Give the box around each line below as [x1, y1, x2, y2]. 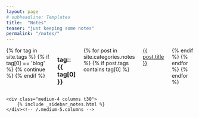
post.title [142, 53, 164, 60]
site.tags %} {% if [6, 53, 49, 60]
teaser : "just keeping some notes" [6, 25, 95, 31]
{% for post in [83, 47, 117, 54]
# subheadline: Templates [6, 14, 70, 20]
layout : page [6, 8, 39, 15]
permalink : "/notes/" [6, 31, 60, 37]
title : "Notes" [6, 20, 46, 25]
